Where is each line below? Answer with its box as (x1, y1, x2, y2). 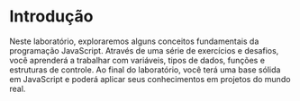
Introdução (9, 6, 94, 27)
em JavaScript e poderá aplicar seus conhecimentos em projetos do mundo (9, 73, 291, 84)
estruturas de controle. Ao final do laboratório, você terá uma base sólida (9, 64, 281, 75)
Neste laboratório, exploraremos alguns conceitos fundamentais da (9, 36, 259, 46)
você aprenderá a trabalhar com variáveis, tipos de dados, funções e (9, 55, 266, 65)
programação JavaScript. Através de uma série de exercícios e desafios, (9, 45, 279, 55)
